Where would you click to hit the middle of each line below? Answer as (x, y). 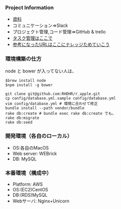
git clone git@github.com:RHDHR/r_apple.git (53, 94)
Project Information (29, 8)
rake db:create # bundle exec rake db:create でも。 (60, 113)
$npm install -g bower (29, 85)
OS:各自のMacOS (31, 148)
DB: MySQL (24, 159)
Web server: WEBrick (35, 153)
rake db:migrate (22, 118)
